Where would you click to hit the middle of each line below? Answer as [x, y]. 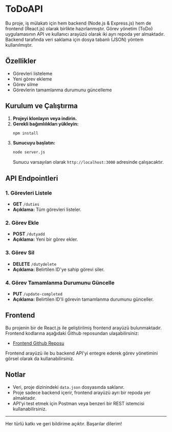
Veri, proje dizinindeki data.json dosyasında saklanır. [69, 387]
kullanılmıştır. [19, 45]
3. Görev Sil [20, 253]
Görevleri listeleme [33, 73]
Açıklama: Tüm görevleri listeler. [47, 209]
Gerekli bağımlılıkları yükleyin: [46, 124]
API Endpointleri [32, 178]
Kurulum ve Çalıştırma [42, 106]
